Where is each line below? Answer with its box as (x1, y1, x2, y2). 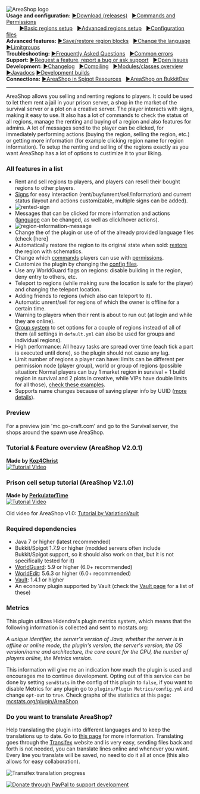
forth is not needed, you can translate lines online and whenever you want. (6, 745, 189, 752)
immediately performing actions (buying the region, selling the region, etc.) (6, 131, 190, 137)
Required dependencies (6, 525, 77, 533)
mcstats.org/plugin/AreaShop (6, 697, 79, 704)
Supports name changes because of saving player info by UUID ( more (14, 387, 187, 395)
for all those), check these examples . (14, 381, 106, 388)
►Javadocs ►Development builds (6, 69, 90, 76)
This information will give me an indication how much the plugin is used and (6, 666, 192, 673)
